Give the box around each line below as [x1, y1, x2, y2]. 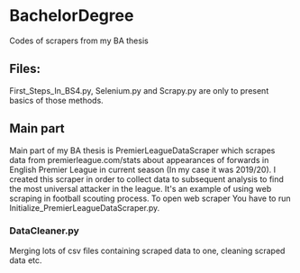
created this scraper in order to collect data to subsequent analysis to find [9, 173, 284, 185]
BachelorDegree [9, 5, 134, 26]
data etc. [9, 254, 42, 266]
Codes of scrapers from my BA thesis [9, 35, 149, 46]
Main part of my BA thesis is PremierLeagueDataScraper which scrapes [9, 145, 276, 156]
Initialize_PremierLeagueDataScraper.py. [9, 202, 160, 213]
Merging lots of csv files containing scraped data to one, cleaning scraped [9, 245, 286, 256]
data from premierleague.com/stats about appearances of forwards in [9, 154, 269, 165]
